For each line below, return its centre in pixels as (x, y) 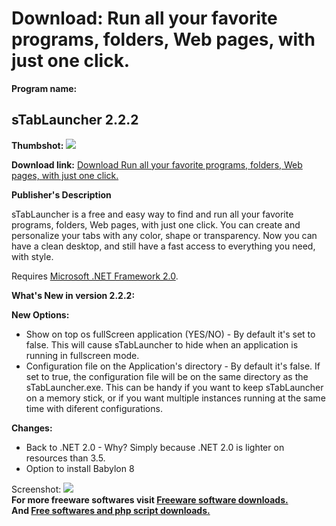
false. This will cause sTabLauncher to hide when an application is (162, 344)
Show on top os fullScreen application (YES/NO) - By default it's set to (170, 334)
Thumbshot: (37, 145)
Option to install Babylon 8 (80, 468)
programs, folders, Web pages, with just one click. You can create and (156, 224)
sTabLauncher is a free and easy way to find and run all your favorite (152, 214)
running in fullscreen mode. (82, 355)
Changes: (32, 428)
